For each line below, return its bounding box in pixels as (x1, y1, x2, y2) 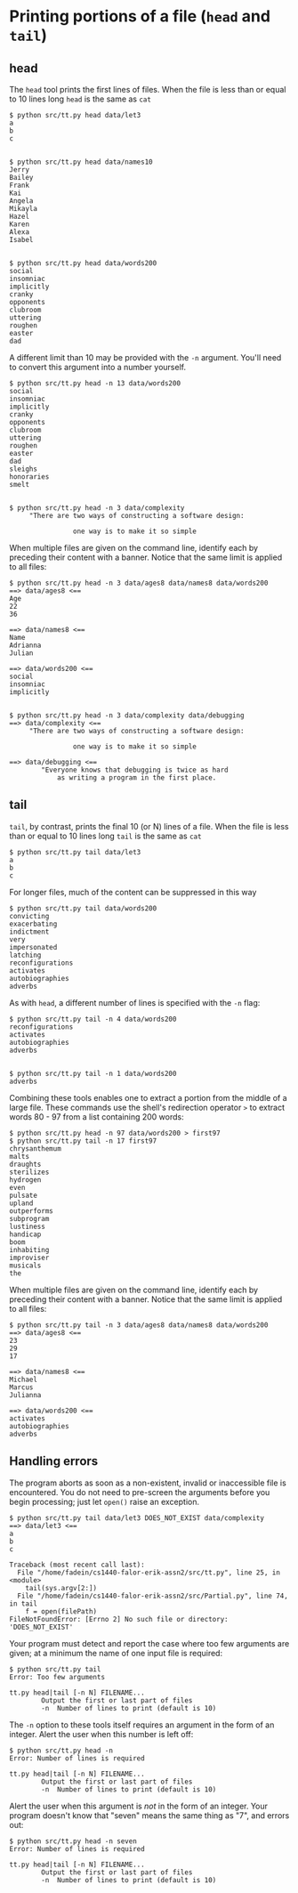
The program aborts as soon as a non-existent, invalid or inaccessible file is (9, 1477, 286, 1488)
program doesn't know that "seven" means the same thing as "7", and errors (9, 1809, 290, 1821)
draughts (9, 1160, 42, 1169)
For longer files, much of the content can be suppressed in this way (9, 886, 257, 897)
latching (9, 951, 42, 959)
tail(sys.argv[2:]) (25, 1583, 98, 1592)
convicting (9, 911, 50, 920)
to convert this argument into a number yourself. (9, 362, 187, 372)
